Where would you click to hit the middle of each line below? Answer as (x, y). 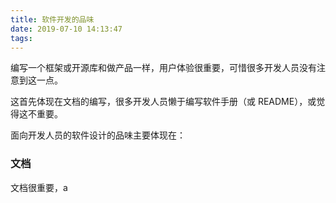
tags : (21, 38)
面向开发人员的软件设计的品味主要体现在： (98, 135)
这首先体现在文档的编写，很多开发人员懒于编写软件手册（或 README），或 (163, 102)
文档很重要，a (39, 187)
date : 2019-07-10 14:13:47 (66, 29)
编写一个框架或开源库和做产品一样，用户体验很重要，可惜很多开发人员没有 (163, 68)
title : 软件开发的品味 (52, 19)
